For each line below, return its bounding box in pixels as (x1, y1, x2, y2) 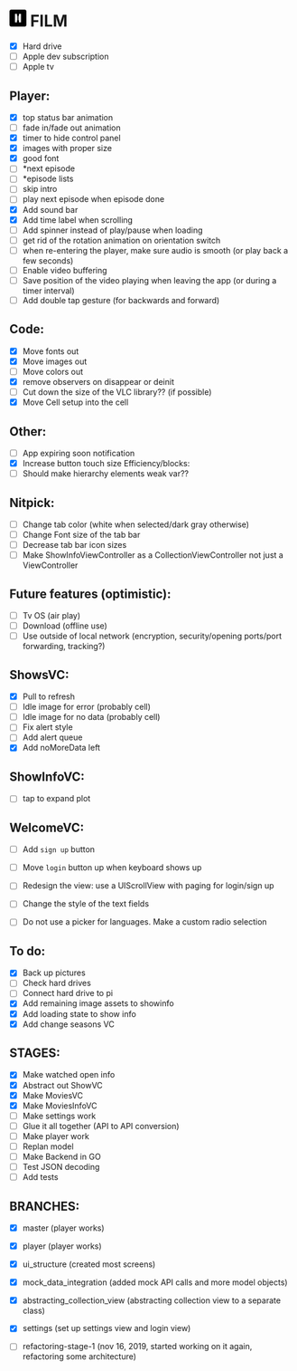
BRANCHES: (9, 1198, 80, 1213)
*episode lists (22, 173, 74, 185)
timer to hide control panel (22, 132, 121, 144)
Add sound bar (22, 204, 79, 215)
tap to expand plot (22, 793, 91, 804)
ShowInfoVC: (9, 769, 86, 784)
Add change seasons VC (22, 1019, 115, 1030)
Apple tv (22, 62, 54, 72)
